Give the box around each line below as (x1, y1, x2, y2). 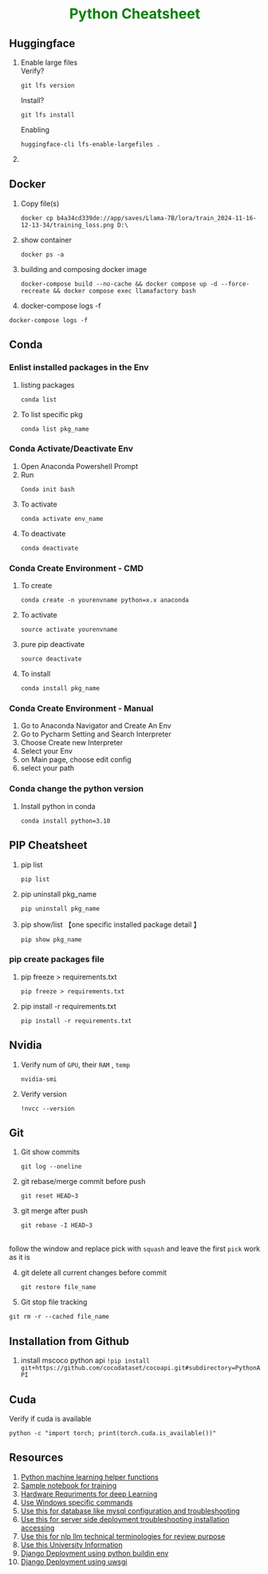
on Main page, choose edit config (20, 755, 132, 764)
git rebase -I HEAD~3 (20, 1221, 93, 1229)
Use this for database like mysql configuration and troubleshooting (20, 1505, 240, 1516)
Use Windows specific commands (20, 1497, 133, 1507)
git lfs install (20, 111, 75, 119)
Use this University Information (20, 1540, 123, 1549)
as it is (9, 1252, 30, 1262)
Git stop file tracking (20, 1297, 88, 1307)
